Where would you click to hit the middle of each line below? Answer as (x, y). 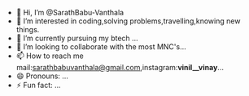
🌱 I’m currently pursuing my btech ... (77, 38)
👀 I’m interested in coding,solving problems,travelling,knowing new (128, 21)
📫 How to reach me (50, 56)
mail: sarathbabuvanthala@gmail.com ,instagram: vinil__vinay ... (120, 67)
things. (28, 29)
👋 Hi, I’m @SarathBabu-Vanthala (70, 13)
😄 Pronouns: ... (42, 76)
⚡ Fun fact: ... (38, 85)
